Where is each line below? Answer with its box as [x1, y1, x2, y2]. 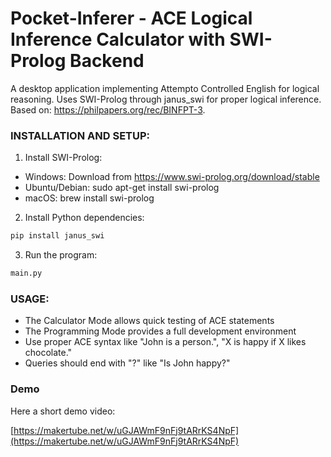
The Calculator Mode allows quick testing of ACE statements [24, 315, 275, 327]
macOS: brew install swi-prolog [24, 192, 155, 204]
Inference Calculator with [10, 28, 226, 51]
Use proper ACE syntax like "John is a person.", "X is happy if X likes [24, 336, 307, 348]
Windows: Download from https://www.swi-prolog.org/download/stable [24, 171, 320, 183]
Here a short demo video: [10, 405, 116, 417]
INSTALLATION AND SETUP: [10, 128, 151, 142]
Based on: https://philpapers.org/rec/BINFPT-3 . [10, 103, 206, 116]
